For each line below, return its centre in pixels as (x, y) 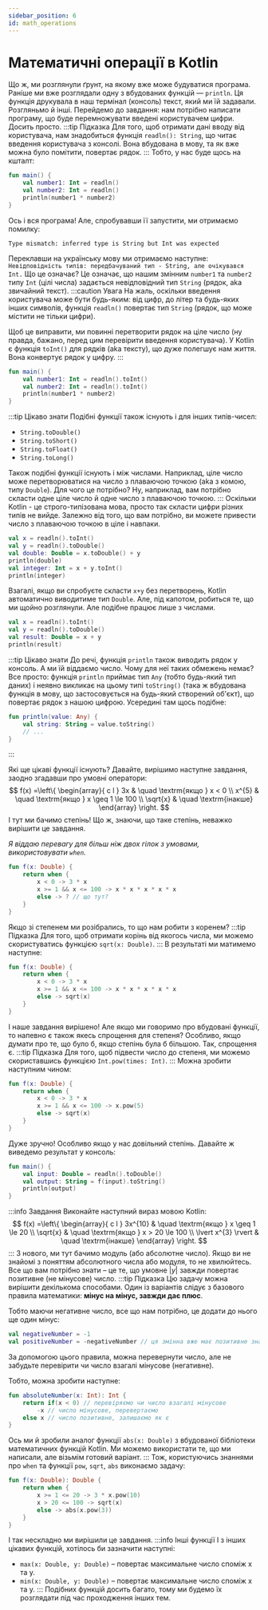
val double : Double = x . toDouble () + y (75, 553)
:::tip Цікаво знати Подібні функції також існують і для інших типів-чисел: (133, 416)
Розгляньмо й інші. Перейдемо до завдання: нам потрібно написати (124, 110)
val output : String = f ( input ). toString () (94, 1182)
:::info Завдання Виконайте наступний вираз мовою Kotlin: (108, 1211)
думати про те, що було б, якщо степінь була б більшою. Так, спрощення (133, 1044)
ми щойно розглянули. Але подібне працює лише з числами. (112, 608)
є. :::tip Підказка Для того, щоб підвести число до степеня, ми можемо (129, 1052)
